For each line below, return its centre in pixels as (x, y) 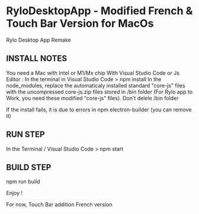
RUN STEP (26, 135)
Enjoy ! (15, 193)
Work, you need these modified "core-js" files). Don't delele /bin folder (92, 98)
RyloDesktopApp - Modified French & (99, 11)
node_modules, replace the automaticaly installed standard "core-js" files (96, 85)
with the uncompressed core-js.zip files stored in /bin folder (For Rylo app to (99, 92)
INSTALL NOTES (37, 58)
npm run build (23, 181)
